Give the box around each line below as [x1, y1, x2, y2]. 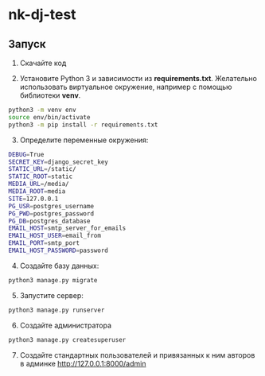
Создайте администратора [19, 320, 112, 330]
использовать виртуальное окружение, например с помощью [19, 82, 232, 91]
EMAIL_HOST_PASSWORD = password [8, 246, 109, 254]
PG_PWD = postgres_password [8, 209, 94, 218]
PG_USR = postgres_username [8, 202, 94, 210]
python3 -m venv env [8, 106, 77, 114]
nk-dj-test [8, 6, 77, 24]
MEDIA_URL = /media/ [8, 180, 69, 188]
